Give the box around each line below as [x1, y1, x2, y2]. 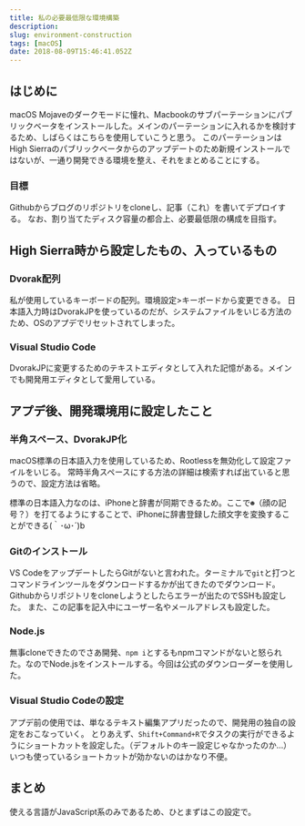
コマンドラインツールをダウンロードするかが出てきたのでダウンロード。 [9, 579, 280, 590]
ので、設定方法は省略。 [16, 477, 106, 488]
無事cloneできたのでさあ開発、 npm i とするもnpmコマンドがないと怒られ [9, 647, 282, 658]
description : [9, 22, 59, 31]
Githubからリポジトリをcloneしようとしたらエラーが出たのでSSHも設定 [9, 590, 280, 601]
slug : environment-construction [9, 30, 132, 39]
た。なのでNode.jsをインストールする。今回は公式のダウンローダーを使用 [9, 658, 286, 669]
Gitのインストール [9, 545, 88, 557]
